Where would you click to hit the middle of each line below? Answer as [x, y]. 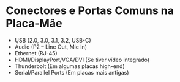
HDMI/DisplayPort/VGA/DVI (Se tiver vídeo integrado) [82, 60]
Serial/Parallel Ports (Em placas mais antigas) [72, 72]
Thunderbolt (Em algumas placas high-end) [69, 66]
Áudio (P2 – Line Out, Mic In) [51, 47]
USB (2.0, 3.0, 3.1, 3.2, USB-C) [53, 40]
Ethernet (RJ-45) [36, 53]
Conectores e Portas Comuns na [90, 11]
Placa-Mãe [34, 23]
